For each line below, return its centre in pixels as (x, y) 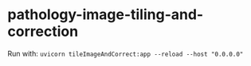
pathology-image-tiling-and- (106, 15)
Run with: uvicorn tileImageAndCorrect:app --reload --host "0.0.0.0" (125, 53)
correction (43, 31)
